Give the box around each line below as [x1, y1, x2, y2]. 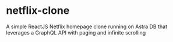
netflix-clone [6, 4, 70, 17]
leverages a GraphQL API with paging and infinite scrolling [6, 29, 146, 36]
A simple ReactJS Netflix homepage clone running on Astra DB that [6, 23, 168, 30]
